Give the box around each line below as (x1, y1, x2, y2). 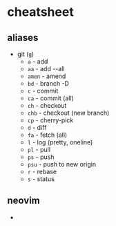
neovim (7, 195, 40, 207)
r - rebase (27, 167, 57, 176)
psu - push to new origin (27, 160, 97, 168)
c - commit (27, 87, 59, 95)
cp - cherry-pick (27, 116, 74, 124)
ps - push (27, 153, 55, 161)
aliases (7, 32, 39, 44)
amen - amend (27, 72, 66, 80)
